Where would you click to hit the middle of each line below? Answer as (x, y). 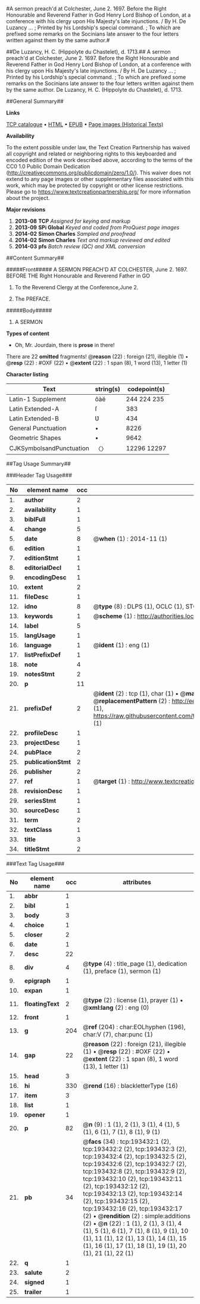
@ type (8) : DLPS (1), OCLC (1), (139, 606)
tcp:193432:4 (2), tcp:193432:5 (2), (135, 1156)
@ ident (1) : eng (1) (121, 645)
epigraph (37, 981)
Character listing (27, 374)
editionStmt (41, 558)
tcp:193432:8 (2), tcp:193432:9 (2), (135, 1171)
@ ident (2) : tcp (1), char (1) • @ (140, 693)
